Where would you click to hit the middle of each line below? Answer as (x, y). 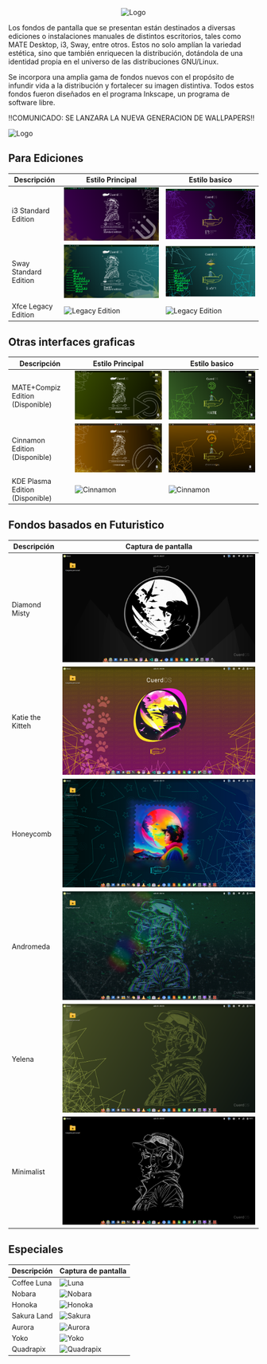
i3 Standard (31, 210)
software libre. (32, 102)
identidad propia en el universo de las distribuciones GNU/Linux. (114, 61)
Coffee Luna (32, 1283)
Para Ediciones (46, 158)
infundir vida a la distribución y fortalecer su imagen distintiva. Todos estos (131, 85)
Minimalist (28, 1171)
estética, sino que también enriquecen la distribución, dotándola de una (126, 53)
